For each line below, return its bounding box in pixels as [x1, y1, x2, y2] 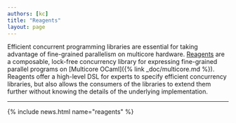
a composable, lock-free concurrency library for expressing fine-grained [7, 58, 218, 66]
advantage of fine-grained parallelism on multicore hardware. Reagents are [7, 50, 225, 58]
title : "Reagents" [7, 17, 61, 24]
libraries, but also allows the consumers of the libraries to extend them [7, 80, 211, 89]
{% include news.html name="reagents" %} [7, 108, 134, 116]
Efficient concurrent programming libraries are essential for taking [7, 43, 198, 51]
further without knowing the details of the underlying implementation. [7, 87, 209, 96]
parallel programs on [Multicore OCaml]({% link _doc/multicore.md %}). [7, 65, 215, 74]
